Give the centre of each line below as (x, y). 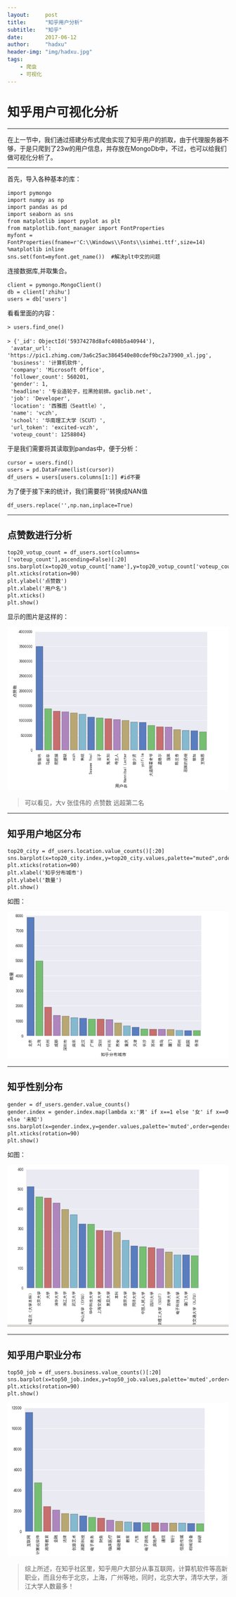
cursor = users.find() (40, 462)
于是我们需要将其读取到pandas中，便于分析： (73, 448)
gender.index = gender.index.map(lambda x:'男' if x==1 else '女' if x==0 (118, 1112)
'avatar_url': (31, 348)
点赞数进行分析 (40, 535)
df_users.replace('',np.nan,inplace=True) (70, 505)
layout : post (33, 15)
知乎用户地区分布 (44, 834)
